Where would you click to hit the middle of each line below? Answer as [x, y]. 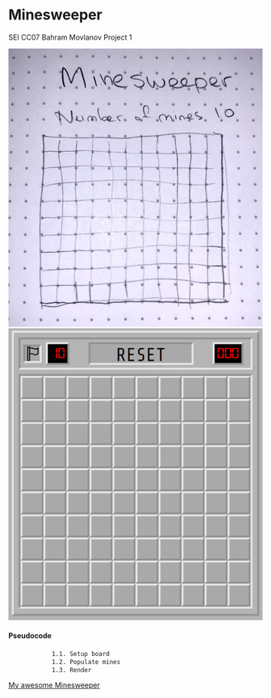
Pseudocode [30, 636]
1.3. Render [71, 670]
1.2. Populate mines [86, 662]
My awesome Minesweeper [54, 685]
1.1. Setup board [81, 654]
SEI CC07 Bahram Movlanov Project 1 [70, 37]
